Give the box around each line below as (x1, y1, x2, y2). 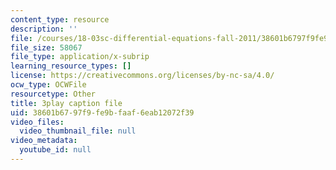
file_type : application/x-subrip (10, 52, 150, 62)
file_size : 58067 (10, 42, 83, 53)
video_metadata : (10, 136, 78, 146)
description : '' (10, 24, 78, 34)
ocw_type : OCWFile (10, 80, 87, 90)
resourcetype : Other (10, 89, 97, 99)
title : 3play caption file (10, 98, 123, 108)
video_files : (10, 117, 65, 127)
